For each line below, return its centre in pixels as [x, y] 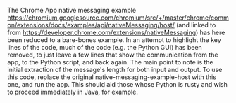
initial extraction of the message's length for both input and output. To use [115, 70]
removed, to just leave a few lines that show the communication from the [113, 55]
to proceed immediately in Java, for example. [73, 92]
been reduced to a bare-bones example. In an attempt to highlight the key [114, 40]
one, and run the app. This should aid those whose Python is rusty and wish [117, 84]
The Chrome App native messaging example [72, 10]
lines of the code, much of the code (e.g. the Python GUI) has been [105, 47]
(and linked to [196, 25]
